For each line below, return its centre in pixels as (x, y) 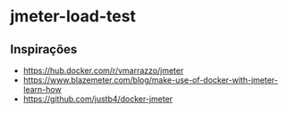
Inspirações (44, 49)
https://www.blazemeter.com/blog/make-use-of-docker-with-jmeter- (150, 80)
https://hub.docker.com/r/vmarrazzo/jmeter (103, 70)
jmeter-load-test (73, 16)
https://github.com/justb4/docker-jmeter (98, 99)
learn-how (42, 89)
